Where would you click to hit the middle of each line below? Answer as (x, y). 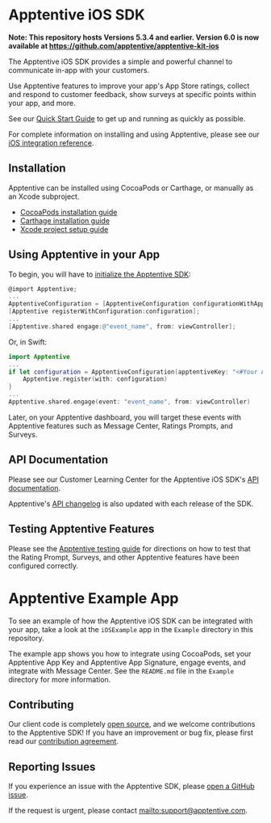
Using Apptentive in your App (84, 255)
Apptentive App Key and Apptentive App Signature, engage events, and (127, 662)
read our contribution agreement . (64, 741)
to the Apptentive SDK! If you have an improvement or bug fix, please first (131, 732)
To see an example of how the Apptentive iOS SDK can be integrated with (131, 621)
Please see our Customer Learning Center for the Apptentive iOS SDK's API (134, 479)
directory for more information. (60, 679)
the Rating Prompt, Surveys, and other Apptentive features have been (124, 557)
